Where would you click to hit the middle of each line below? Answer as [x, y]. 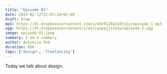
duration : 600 [20, 47]
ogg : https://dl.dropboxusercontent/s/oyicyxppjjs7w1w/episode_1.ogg [79, 28]
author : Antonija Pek [28, 42]
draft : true [17, 19]
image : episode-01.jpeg [30, 33]
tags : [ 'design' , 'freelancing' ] [40, 51]
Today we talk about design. [34, 66]
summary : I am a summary [31, 38]
